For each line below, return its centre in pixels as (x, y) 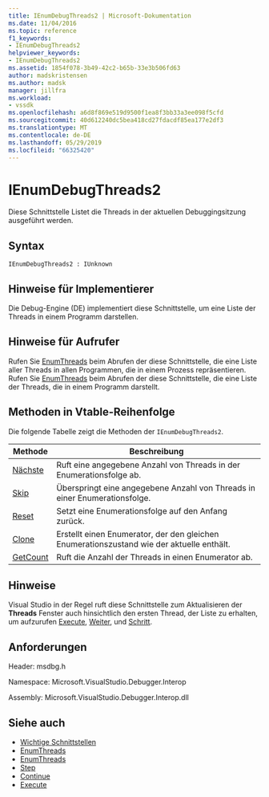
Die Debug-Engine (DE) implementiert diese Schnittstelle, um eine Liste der (132, 308)
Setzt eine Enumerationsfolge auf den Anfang (142, 510)
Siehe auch (37, 723)
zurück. (70, 521)
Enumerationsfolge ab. (98, 474)
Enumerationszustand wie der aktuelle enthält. (143, 544)
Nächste (28, 470)
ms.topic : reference (43, 30)
